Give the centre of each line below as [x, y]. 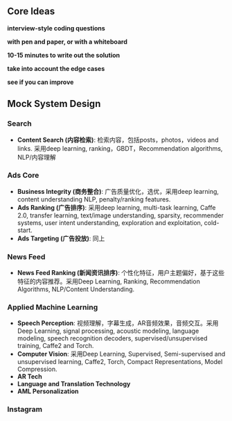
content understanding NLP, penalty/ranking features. [94, 199]
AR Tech [30, 377]
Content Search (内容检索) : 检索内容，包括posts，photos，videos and [118, 140]
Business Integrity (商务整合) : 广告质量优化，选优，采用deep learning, [118, 191]
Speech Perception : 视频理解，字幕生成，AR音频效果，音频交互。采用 [118, 323]
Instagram [25, 409]
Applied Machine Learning [53, 307]
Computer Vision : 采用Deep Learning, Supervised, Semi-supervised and [121, 354]
